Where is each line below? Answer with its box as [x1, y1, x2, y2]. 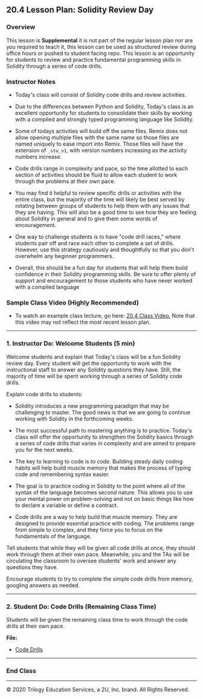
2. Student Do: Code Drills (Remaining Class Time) [6, 602, 156, 611]
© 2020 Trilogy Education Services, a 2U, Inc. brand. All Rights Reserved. [6, 686, 190, 694]
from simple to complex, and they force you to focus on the [14, 526, 163, 533]
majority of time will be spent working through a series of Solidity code [6, 372, 182, 379]
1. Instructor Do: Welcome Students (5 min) [6, 340, 135, 348]
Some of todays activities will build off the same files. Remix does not [14, 127, 188, 135]
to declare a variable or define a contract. [14, 501, 118, 509]
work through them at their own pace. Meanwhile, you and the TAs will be [6, 550, 190, 558]
